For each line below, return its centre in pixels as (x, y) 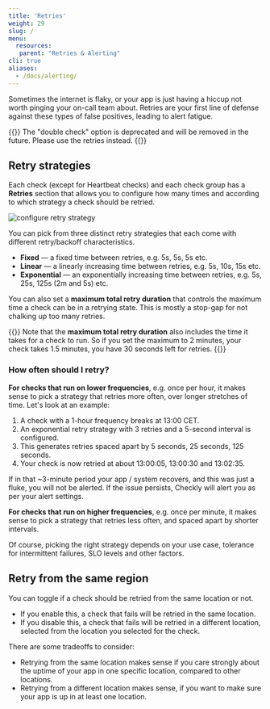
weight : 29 (27, 23)
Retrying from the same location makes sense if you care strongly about (139, 662)
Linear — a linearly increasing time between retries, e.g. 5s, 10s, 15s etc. (140, 266)
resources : (34, 46)
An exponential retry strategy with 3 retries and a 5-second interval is (135, 429)
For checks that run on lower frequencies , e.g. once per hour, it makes (127, 388)
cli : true (25, 61)
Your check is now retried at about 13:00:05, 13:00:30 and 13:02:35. (133, 463)
